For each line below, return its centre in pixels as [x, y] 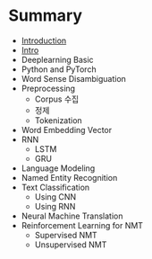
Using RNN [55, 206]
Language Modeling [58, 168]
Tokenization [58, 120]
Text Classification [55, 187]
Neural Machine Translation [72, 216]
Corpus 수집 [57, 99]
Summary [45, 16]
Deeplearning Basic [58, 59]
